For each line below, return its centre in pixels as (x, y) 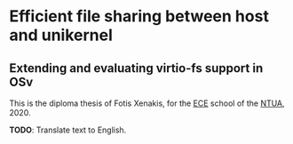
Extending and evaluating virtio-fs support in (136, 68)
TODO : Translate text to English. (68, 130)
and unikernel (61, 35)
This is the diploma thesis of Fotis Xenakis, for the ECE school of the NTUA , (147, 103)
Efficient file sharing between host (139, 16)
